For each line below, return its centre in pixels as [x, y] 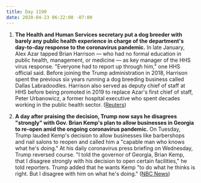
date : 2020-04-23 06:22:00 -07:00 [49, 17]
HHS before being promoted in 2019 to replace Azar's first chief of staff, [104, 92]
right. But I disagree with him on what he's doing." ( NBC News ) [92, 173]
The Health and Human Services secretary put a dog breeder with [98, 34]
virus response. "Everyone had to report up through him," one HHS [97, 66]
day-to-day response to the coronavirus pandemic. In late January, [100, 47]
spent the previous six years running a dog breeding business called [99, 79]
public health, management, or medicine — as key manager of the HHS [103, 60]
